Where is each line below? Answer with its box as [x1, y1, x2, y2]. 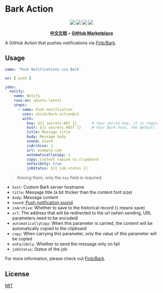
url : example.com [26, 147, 62, 153]
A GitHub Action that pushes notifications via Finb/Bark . [5, 40, 116, 46]
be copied [12, 236, 33, 242]
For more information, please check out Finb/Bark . [5, 256, 106, 261]
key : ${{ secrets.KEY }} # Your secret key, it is [26, 121, 145, 126]
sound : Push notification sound [12, 200, 73, 205]
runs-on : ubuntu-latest [14, 98, 62, 103]
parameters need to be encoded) [12, 215, 79, 221]
